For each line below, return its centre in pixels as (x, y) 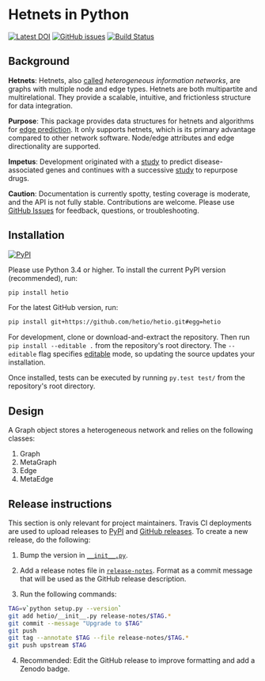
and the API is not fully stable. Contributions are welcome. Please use (121, 202)
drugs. (19, 178)
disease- (208, 161)
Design (26, 411)
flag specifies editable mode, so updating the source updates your (147, 354)
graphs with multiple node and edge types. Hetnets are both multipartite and (133, 89)
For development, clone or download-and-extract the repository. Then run (129, 337)
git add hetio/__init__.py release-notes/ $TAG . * (90, 616)
